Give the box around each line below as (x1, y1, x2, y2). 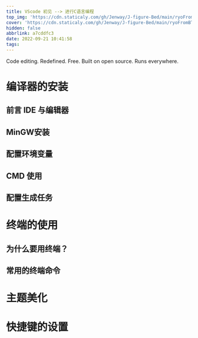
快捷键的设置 (6, 320, 69, 334)
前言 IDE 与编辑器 (6, 105, 69, 115)
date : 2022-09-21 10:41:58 (6, 36, 72, 42)
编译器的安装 (6, 80, 69, 94)
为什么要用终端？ (6, 244, 68, 254)
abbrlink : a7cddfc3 (6, 31, 54, 37)
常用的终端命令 (6, 266, 61, 276)
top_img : (6, 14, 28, 20)
